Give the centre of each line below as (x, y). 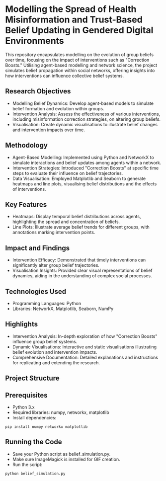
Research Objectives (38, 91)
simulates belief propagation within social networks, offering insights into (80, 70)
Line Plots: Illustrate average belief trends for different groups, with (81, 227)
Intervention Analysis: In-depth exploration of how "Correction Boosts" (85, 336)
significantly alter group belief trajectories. (56, 265)
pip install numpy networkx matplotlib (46, 427)
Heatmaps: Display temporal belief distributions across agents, (77, 217)
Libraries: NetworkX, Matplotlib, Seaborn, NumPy (63, 309)
